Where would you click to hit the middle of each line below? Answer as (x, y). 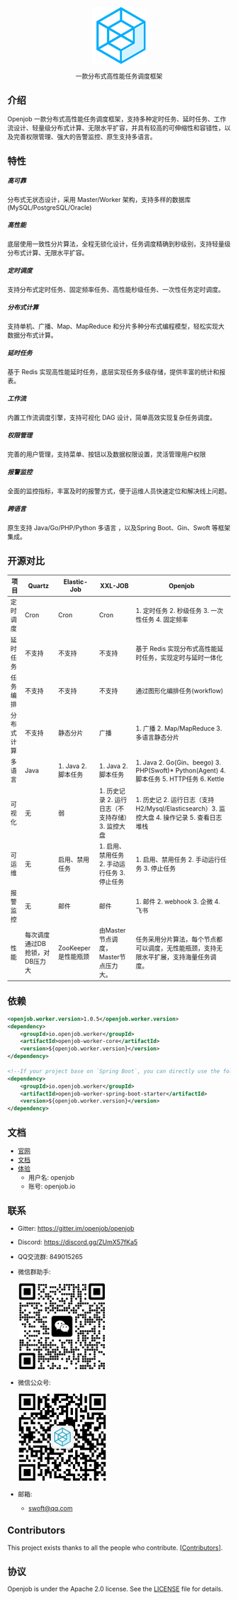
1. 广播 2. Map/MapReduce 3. (179, 728)
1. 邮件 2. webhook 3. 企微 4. (178, 902)
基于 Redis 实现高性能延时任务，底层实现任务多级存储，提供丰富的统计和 (113, 372)
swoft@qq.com (50, 1508)
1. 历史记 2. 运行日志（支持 (175, 799)
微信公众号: (34, 1382)
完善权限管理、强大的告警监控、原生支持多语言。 (85, 136)
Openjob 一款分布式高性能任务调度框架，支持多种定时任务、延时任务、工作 (117, 119)
